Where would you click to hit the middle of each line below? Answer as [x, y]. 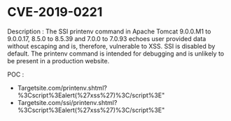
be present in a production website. [58, 60]
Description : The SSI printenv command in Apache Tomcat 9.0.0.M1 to [109, 31]
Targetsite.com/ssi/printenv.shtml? [67, 102]
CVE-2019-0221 [55, 12]
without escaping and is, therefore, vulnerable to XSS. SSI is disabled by [111, 46]
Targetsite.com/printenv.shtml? [62, 88]
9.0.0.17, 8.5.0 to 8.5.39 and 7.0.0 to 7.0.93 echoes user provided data [107, 38]
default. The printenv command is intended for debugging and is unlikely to [116, 54]
